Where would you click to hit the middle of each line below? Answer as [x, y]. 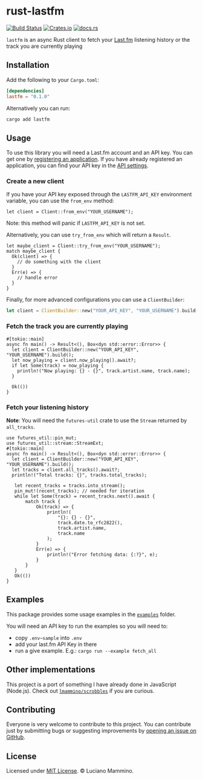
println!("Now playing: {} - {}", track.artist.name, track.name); [104, 371]
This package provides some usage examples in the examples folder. [91, 614]
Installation [28, 65]
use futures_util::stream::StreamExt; [55, 443]
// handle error [38, 278]
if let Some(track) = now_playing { [58, 365]
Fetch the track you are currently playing [67, 327]
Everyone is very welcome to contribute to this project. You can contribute [99, 724]
